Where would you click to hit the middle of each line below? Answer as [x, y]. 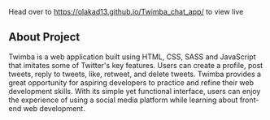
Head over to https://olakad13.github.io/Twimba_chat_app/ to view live [126, 12]
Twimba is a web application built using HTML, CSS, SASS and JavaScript [132, 57]
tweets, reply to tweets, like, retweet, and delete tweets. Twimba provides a [135, 74]
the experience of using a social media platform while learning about [123, 100]
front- [249, 100]
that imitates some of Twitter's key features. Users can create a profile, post [136, 65]
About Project [44, 37]
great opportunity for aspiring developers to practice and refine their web [131, 82]
